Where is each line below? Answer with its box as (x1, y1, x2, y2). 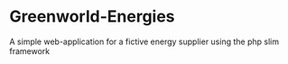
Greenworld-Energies (9, 6, 175, 27)
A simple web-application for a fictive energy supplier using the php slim (9, 36, 280, 47)
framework (9, 45, 51, 56)
